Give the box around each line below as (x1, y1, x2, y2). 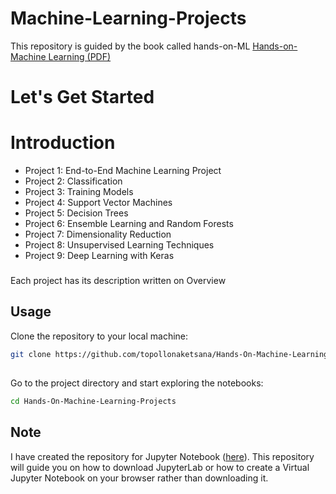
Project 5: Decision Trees (24, 207, 129, 219)
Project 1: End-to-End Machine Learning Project (24, 165, 222, 177)
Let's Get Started (10, 86, 155, 109)
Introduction (10, 132, 116, 154)
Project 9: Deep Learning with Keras (24, 250, 175, 262)
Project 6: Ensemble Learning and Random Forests (24, 218, 234, 230)
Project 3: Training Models (24, 186, 134, 198)
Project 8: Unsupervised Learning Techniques (24, 239, 215, 251)
